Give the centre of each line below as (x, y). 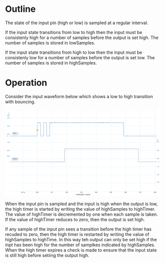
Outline (21, 9)
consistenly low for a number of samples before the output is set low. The (80, 57)
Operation (26, 83)
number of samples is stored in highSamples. (51, 63)
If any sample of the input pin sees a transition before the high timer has (78, 229)
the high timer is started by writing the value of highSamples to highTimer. (80, 209)
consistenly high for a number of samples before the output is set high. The (82, 38)
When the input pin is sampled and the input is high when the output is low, (82, 204)
